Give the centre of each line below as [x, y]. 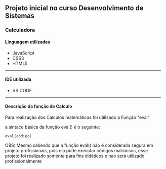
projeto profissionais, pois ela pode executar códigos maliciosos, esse [77, 150]
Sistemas [20, 16]
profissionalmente [23, 161]
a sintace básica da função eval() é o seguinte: [53, 127]
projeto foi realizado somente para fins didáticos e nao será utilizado [75, 156]
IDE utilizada [18, 79]
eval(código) [19, 136]
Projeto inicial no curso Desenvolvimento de [74, 8]
